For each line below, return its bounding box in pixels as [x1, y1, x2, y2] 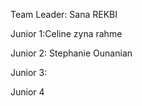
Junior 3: [10, 67, 48, 78]
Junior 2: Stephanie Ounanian [10, 47, 133, 59]
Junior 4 [10, 86, 45, 98]
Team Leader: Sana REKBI [10, 9, 118, 20]
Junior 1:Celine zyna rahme [10, 28, 123, 39]
